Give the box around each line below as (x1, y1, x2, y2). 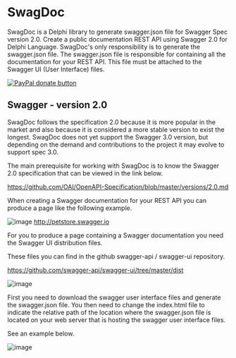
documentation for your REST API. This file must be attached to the (7, 57, 202, 66)
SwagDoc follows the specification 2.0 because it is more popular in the (7, 118, 216, 126)
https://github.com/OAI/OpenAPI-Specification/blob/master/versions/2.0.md (7, 183, 229, 191)
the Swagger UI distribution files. (7, 238, 103, 247)
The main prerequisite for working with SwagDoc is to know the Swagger (7, 161, 220, 170)
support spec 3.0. (7, 147, 58, 156)
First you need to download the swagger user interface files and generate (7, 293, 221, 302)
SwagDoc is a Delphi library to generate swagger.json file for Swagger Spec (7, 27, 228, 36)
